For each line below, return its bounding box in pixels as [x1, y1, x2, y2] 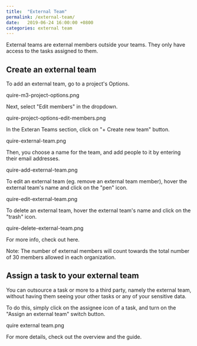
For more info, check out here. [6, 236, 80, 243]
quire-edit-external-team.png [6, 196, 78, 203]
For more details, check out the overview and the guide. [6, 333, 142, 340]
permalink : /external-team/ [6, 14, 75, 20]
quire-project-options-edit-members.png [6, 114, 106, 121]
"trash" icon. [6, 213, 37, 220]
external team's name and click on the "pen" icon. [6, 184, 128, 192]
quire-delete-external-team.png [6, 225, 84, 232]
